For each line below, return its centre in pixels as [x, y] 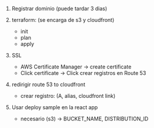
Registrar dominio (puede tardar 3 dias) [59, 9]
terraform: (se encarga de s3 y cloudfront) [63, 20]
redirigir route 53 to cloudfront [48, 84]
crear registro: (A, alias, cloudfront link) [68, 96]
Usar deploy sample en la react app [55, 107]
